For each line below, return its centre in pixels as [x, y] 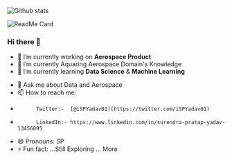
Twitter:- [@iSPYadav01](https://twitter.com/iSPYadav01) [123, 109]
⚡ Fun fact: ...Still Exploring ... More [67, 149]
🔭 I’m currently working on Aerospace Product [84, 57]
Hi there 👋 [24, 41]
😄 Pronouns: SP [41, 141]
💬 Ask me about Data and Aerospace [70, 85]
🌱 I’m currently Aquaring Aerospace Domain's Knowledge [99, 64]
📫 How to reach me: [47, 92]
